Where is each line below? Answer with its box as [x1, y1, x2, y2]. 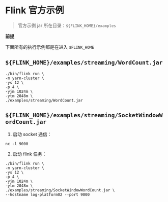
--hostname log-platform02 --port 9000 [5, 192, 90, 197]
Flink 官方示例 [5, 5, 64, 16]
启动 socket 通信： [12, 131, 52, 137]
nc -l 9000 [5, 141, 29, 146]
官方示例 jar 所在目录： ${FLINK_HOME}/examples [17, 22, 116, 28]
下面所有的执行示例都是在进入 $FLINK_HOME [5, 44, 94, 50]
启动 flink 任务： [12, 151, 47, 157]
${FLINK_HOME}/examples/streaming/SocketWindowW [5, 112, 163, 119]
